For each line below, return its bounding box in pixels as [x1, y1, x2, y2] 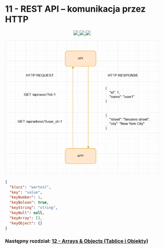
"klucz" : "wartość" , [9, 184, 51, 189]
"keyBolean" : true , [9, 200, 49, 205]
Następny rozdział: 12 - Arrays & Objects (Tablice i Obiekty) [5, 237, 148, 244]
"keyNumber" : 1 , [9, 195, 42, 200]
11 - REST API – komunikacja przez [5, 3, 146, 15]
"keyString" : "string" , [9, 205, 58, 210]
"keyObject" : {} [9, 221, 42, 226]
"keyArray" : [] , [9, 215, 42, 221]
